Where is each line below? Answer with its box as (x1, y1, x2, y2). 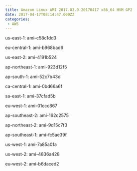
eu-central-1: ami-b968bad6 (5, 44, 64, 50)
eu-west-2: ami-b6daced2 (5, 161, 59, 167)
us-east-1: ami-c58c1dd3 (5, 35, 57, 41)
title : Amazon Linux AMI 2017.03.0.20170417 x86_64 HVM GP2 (5, 7, 133, 12)
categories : (5, 16, 30, 21)
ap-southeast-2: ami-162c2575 (5, 112, 69, 118)
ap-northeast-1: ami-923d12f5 (5, 64, 67, 70)
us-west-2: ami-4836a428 (5, 151, 60, 157)
